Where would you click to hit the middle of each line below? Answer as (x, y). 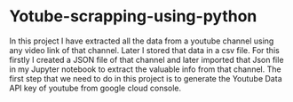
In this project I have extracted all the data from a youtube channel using (142, 41)
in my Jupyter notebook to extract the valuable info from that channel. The (145, 69)
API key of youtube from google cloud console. (95, 88)
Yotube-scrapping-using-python (133, 16)
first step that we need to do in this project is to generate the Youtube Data (146, 78)
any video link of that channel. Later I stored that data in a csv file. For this (144, 50)
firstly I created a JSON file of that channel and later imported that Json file (146, 59)
